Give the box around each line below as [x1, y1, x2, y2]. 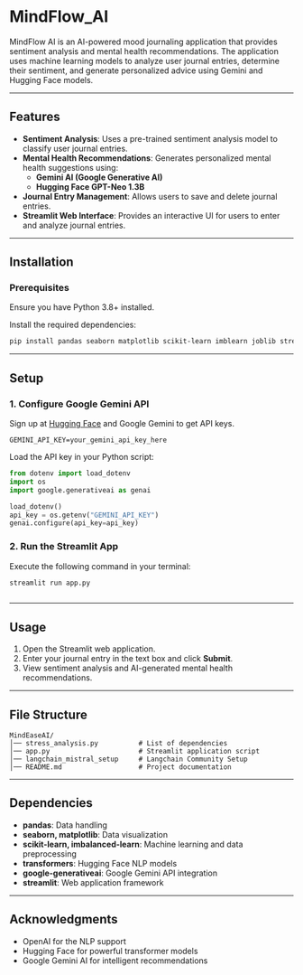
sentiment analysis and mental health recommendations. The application [9, 45, 280, 56]
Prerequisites [9, 282, 69, 295]
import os [9, 477, 47, 486]
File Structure [9, 707, 87, 722]
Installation [9, 255, 74, 270]
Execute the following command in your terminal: [9, 560, 191, 571]
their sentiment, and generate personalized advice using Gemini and [9, 65, 263, 76]
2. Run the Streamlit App [9, 540, 119, 553]
